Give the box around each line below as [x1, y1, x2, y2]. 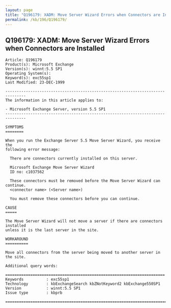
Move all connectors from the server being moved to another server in [5, 250, 160, 255]
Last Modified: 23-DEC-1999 [5, 80, 65, 85]
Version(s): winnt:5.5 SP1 [5, 67, 63, 72]
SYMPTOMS [5, 125, 24, 130]
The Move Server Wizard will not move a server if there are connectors [5, 218, 163, 224]
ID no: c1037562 [10, 169, 44, 174]
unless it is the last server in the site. [5, 228, 99, 233]
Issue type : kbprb [5, 290, 63, 296]
